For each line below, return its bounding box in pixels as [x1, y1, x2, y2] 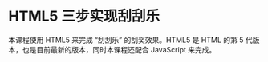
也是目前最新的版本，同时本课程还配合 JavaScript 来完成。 [22, 45, 217, 54]
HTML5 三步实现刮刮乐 [8, 7, 160, 25]
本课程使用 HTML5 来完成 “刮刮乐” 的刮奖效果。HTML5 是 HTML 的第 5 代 [8, 35, 253, 45]
